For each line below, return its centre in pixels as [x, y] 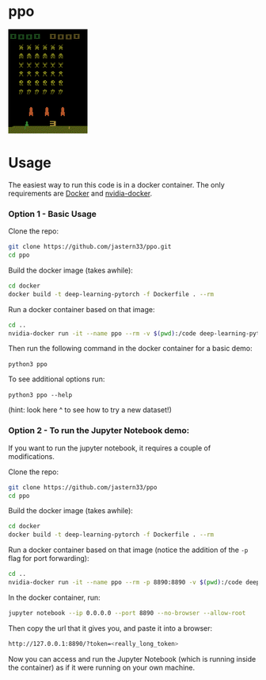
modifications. [32, 456]
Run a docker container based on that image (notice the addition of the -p [128, 550]
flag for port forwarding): [49, 558]
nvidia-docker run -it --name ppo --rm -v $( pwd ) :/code [102, 333]
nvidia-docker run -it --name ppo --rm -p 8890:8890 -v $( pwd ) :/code [125, 582]
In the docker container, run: [54, 597]
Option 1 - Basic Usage [53, 214]
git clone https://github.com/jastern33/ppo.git [90, 247]
